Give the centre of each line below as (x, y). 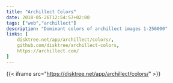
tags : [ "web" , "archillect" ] (41, 23)
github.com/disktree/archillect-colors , (68, 46)
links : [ (17, 34)
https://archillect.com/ (48, 51)
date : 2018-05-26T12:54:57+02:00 (48, 17)
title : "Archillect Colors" (41, 12)
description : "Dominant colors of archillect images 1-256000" (87, 29)
